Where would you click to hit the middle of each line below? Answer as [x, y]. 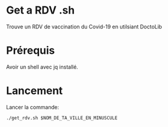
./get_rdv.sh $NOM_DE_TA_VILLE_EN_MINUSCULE [62, 118]
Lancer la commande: [33, 107]
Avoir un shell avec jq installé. [42, 67]
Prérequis [30, 51]
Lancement [35, 91]
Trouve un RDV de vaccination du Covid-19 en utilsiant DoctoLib [84, 27]
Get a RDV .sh [41, 10]
